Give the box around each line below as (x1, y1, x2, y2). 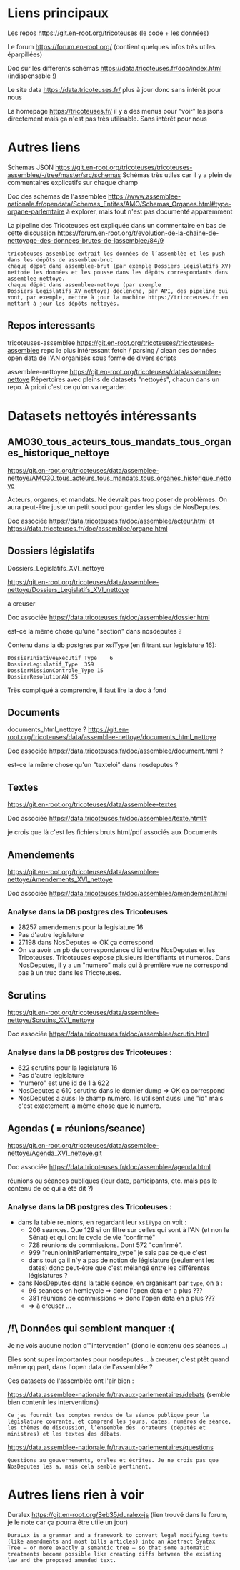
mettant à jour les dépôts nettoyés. (7, 300, 120, 307)
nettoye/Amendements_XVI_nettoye (7, 875, 113, 884)
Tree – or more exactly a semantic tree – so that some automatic (7, 1544, 209, 1551)
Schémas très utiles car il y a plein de (122, 170, 232, 179)
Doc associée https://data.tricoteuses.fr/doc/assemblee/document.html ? (7, 746, 224, 755)
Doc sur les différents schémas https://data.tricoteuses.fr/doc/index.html (7, 64, 222, 72)
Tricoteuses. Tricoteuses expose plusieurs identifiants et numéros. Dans (17, 954, 231, 962)
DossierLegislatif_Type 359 (7, 661, 94, 668)
